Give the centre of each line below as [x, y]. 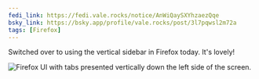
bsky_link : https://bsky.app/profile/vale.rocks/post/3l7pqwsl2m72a [122, 23]
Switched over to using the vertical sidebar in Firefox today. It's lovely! [122, 52]
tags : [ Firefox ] [35, 30]
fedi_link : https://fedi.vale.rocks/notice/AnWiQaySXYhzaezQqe [114, 15]
